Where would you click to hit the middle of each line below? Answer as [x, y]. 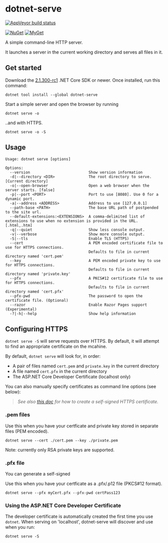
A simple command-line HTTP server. [44, 42]
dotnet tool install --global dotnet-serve [52, 95]
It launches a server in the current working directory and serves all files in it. [84, 52]
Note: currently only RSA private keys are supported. [60, 450]
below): [13, 392]
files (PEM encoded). [27, 431]
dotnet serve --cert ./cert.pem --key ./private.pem [62, 440]
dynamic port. [20, 199]
